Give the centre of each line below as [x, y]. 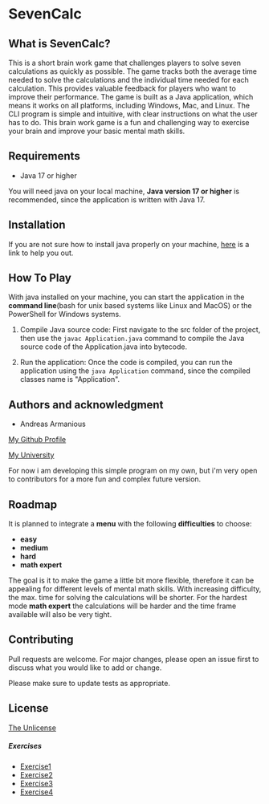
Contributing [41, 640]
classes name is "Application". [70, 380]
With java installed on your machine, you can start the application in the [126, 297]
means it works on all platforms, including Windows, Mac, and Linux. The [129, 106]
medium [34, 548]
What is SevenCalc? [59, 44]
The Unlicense [32, 728]
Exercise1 [35, 766]
